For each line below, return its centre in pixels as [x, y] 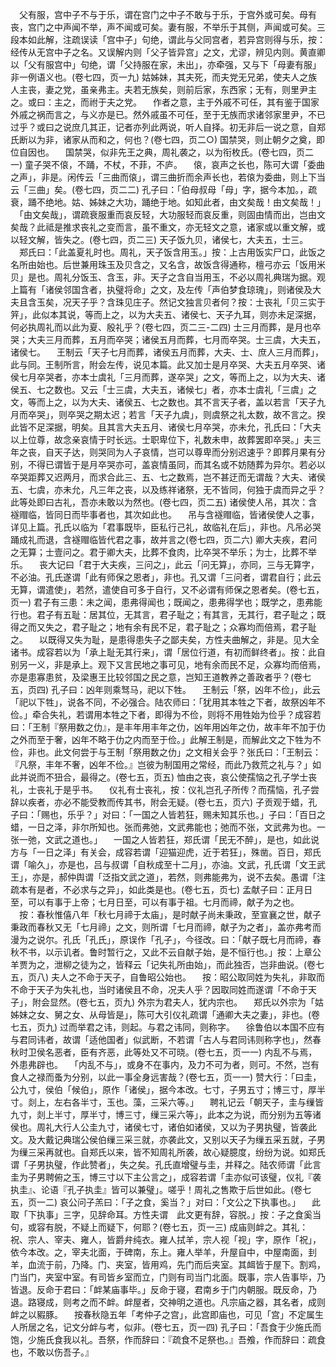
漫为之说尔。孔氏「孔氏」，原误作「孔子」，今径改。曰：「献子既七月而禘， [161, 939]
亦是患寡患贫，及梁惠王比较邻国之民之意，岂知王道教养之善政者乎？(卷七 [161, 677]
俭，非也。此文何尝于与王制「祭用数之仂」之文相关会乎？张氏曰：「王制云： [166, 752]
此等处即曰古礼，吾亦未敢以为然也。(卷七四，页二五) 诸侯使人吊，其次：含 [164, 502]
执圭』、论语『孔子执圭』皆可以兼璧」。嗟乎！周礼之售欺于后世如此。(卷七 [161, 1189]
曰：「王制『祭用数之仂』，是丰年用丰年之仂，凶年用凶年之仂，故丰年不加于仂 [168, 727]
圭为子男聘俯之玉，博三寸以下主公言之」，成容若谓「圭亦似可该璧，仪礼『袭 [166, 1177]
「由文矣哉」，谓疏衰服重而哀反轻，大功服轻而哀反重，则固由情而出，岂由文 [172, 214]
